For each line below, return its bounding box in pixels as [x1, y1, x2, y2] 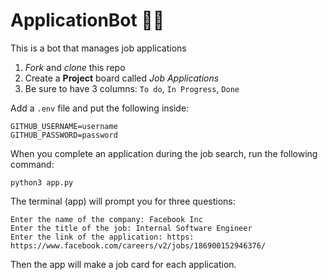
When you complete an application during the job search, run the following [10, 147, 318, 159]
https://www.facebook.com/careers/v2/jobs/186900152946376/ [10, 240, 267, 251]
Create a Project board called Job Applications [24, 72, 220, 84]
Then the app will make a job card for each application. [10, 258, 237, 270]
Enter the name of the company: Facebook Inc [10, 214, 203, 224]
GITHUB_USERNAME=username [10, 121, 118, 131]
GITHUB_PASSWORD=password [10, 130, 118, 140]
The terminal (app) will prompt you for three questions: [10, 195, 236, 207]
